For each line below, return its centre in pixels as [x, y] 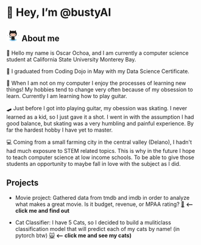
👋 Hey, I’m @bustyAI [59, 12]
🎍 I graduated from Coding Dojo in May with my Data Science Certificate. [98, 71]
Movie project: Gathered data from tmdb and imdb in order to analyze [102, 197]
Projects [23, 183]
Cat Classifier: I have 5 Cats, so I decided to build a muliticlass [93, 222]
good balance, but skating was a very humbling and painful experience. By [100, 123]
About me [40, 38]
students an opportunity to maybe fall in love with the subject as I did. [93, 164]
